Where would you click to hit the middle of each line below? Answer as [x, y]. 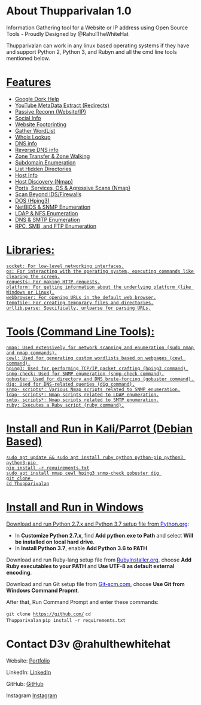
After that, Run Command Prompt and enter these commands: [82, 602]
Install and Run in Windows [75, 507]
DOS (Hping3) [32, 200]
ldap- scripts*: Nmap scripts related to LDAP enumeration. [83, 395]
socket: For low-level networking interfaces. [65, 266]
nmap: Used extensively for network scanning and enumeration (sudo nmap [100, 347]
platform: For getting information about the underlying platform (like [99, 287]
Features [29, 83]
